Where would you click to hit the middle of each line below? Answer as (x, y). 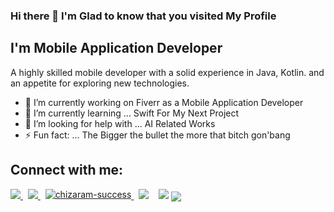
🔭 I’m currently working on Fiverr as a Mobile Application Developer (164, 102)
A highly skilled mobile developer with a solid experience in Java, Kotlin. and (167, 72)
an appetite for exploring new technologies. (100, 83)
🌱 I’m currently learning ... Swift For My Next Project (132, 113)
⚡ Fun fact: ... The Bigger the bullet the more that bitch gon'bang (157, 135)
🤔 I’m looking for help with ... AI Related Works (120, 123)
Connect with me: (67, 170)
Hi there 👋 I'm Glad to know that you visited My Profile (143, 16)
